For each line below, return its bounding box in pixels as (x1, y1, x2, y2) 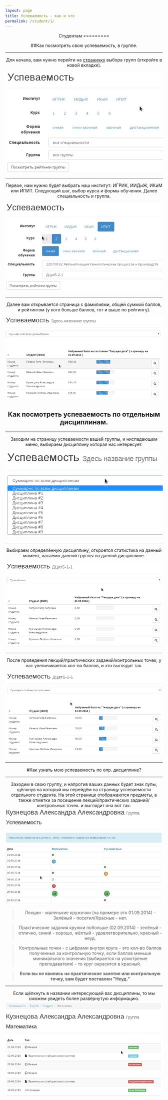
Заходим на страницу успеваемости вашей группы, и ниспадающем (10, 436, 158, 442)
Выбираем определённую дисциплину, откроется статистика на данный (6, 547, 161, 553)
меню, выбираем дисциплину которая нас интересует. (25, 441, 143, 447)
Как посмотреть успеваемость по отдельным (7, 410, 160, 419)
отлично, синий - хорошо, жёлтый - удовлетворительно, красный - (18, 930, 162, 936)
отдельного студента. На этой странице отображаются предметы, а (10, 792, 157, 798)
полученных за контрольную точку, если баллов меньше (29, 950, 151, 956)
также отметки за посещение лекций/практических (18, 797, 129, 803)
